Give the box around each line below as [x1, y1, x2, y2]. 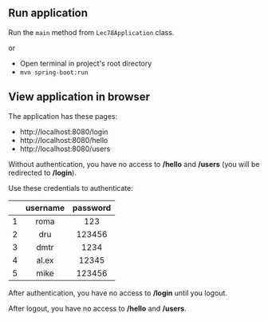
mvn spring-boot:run [19, 68, 89, 77]
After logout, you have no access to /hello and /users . [8, 303, 187, 313]
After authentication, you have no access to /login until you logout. [8, 287, 227, 298]
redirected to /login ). [8, 168, 77, 177]
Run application [8, 6, 89, 20]
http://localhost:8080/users [19, 144, 111, 153]
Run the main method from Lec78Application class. [8, 27, 175, 37]
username [25, 202, 65, 213]
